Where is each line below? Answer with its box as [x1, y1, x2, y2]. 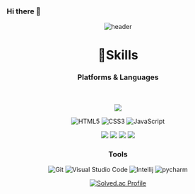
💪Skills [97, 47, 138, 63]
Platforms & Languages [77, 72, 159, 82]
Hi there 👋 [6, 6, 42, 16]
